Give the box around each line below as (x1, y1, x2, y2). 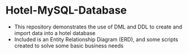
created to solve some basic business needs (14, 42, 124, 49)
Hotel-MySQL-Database (5, 4, 127, 17)
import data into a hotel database (14, 29, 96, 36)
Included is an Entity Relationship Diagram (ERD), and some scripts (14, 36, 178, 43)
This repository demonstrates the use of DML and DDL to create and (14, 23, 183, 30)
